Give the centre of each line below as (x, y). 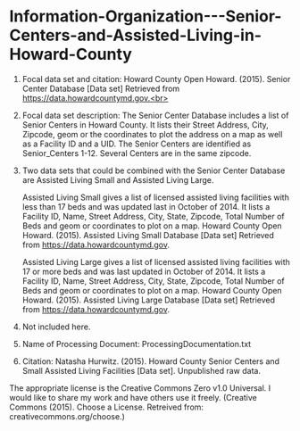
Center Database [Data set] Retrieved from (101, 88)
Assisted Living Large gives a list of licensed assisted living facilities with (156, 261)
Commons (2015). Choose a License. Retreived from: (106, 407)
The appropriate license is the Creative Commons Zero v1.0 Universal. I (140, 388)
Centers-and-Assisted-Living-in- (135, 35)
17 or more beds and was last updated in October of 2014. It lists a (144, 271)
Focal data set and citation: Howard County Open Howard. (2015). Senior (156, 79)
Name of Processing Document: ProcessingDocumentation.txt (137, 344)
